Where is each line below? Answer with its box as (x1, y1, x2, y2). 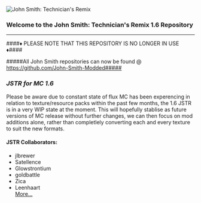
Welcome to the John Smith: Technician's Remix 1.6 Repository (6, 20, 193, 29)
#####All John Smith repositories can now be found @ (6, 58, 142, 65)
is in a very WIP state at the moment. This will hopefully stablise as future (6, 106, 187, 113)
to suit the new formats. (6, 125, 65, 132)
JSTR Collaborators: (6, 139, 58, 146)
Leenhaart (14, 184, 41, 191)
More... (14, 190, 33, 198)
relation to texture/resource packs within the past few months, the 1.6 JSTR (6, 99, 191, 106)
